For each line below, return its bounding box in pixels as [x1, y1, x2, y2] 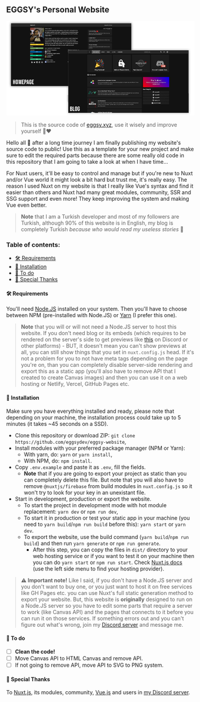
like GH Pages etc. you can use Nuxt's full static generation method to [20, 589, 194, 596]
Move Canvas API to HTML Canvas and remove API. [14, 654, 143, 662]
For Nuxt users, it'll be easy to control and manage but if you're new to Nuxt [6, 170, 193, 177]
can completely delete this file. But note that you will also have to [23, 476, 184, 483]
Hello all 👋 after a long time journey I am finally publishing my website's [6, 139, 181, 146]
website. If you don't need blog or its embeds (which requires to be [20, 330, 186, 337]
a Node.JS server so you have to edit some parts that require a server [20, 602, 193, 609]
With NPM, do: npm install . [23, 457, 93, 464]
